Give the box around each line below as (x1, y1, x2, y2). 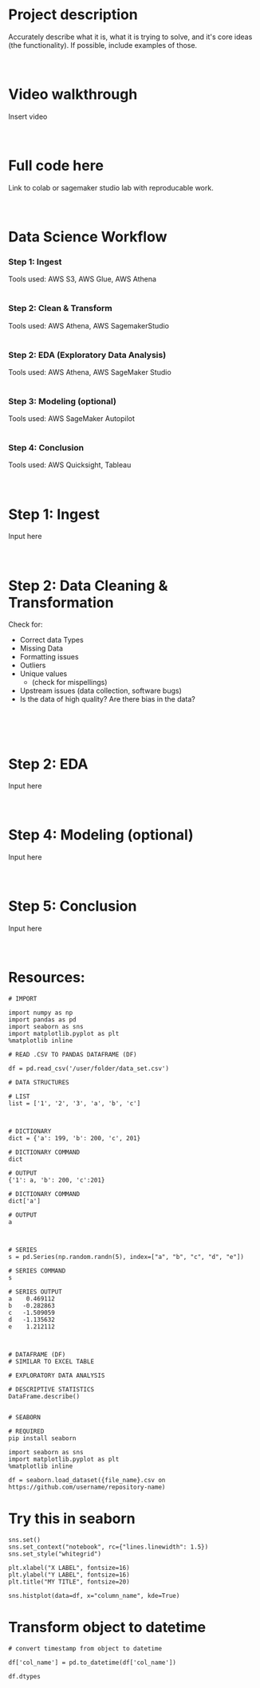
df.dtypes (8, 1672, 41, 1680)
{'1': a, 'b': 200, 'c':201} (8, 1176, 105, 1185)
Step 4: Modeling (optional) (8, 826, 194, 844)
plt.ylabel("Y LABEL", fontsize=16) (8, 1571, 130, 1580)
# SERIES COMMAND (8, 1267, 66, 1275)
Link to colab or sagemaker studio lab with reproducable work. (8, 183, 214, 192)
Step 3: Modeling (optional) (8, 395, 117, 407)
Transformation (8, 593, 114, 612)
